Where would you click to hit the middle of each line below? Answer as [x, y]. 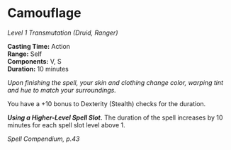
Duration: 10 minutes [38, 69]
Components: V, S [34, 61]
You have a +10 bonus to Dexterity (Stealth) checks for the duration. [107, 103]
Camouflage [44, 13]
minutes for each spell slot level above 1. [66, 125]
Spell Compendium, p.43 [44, 139]
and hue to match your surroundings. [62, 90]
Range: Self [25, 54]
